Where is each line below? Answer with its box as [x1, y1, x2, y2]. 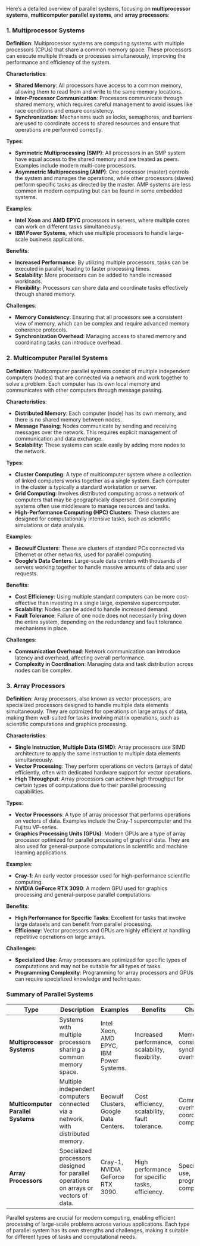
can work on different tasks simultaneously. [14, 223, 122, 230]
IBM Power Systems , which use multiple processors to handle [14, 230, 168, 237]
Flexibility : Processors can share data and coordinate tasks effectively [14, 284, 189, 292]
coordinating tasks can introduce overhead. [14, 339, 122, 346]
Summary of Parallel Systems [6, 990, 93, 998]
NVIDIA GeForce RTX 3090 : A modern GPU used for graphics [14, 885, 168, 892]
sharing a [59, 1046, 86, 1054]
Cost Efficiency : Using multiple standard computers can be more [14, 593, 176, 600]
